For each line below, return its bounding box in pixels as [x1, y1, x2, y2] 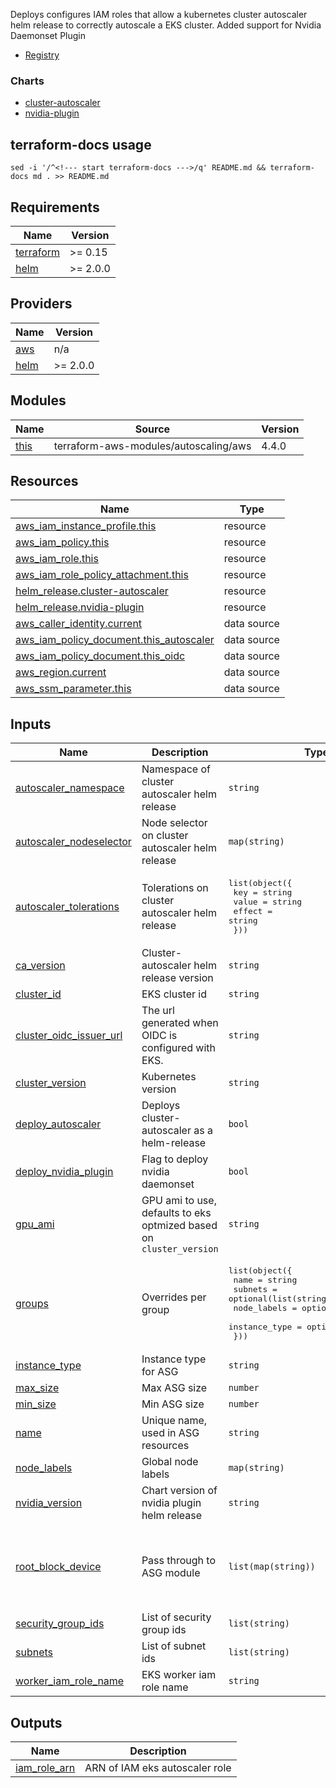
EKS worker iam [141, 1668, 217, 1682]
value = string [233, 897, 303, 908]
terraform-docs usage [10, 136, 152, 153]
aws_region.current [15, 665, 107, 679]
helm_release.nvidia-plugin [15, 600, 145, 614]
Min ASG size [141, 1397, 205, 1411]
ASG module [141, 1565, 201, 1579]
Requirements [10, 199, 100, 216]
